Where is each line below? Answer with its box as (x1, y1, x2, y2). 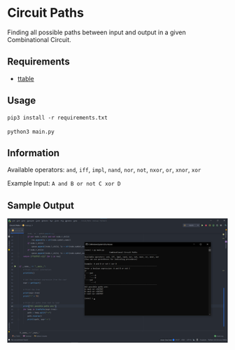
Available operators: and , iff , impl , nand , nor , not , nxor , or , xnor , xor (7, 166, 201, 174)
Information (7, 147, 60, 159)
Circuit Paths (7, 5, 84, 21)
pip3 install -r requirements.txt (7, 114, 108, 121)
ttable (17, 74, 35, 83)
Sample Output (7, 199, 75, 211)
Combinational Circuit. (7, 35, 71, 43)
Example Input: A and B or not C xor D (7, 179, 121, 188)
